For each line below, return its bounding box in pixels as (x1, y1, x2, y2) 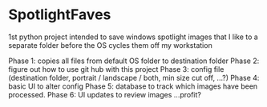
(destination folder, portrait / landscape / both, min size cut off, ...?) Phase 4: (8, 73, 260, 82)
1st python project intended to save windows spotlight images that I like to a (8, 32, 258, 42)
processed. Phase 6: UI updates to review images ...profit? (8, 89, 202, 99)
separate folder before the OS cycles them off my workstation (8, 40, 212, 50)
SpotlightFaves (8, 6, 111, 24)
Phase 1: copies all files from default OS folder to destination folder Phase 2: (8, 56, 260, 65)
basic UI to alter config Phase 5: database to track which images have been (8, 81, 258, 91)
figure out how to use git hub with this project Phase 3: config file (8, 64, 225, 73)
